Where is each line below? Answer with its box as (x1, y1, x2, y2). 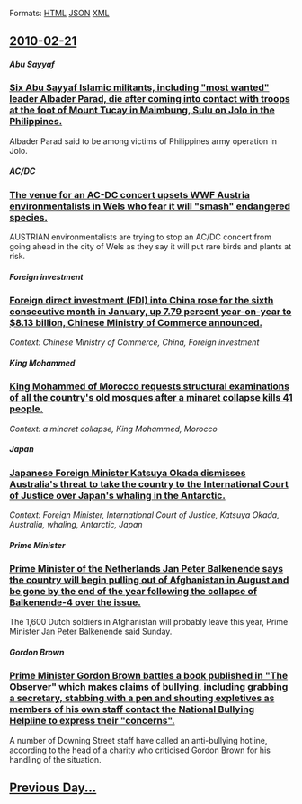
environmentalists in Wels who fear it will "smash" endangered (9, 200, 290, 212)
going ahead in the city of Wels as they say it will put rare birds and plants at (9, 241, 292, 252)
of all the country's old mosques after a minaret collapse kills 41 (9, 392, 293, 404)
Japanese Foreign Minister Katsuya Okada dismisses (9, 466, 246, 479)
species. (9, 211, 48, 223)
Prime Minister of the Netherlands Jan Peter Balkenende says (9, 563, 284, 575)
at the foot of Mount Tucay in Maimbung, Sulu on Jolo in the (9, 104, 276, 116)
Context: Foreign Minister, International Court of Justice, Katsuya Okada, (9, 510, 280, 520)
